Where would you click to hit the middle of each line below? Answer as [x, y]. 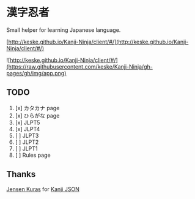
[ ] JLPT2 [27, 142]
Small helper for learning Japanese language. [64, 30]
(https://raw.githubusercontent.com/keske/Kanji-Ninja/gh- [79, 66]
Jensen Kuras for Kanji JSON [43, 189]
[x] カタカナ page [37, 108]
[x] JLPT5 [28, 122]
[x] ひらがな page [37, 115]
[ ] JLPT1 [26, 148]
